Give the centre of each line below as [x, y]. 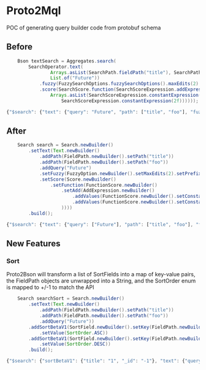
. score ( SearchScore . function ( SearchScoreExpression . [108, 89]
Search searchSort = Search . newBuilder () [71, 299]
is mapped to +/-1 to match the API [50, 287]
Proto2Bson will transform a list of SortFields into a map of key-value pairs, [101, 274]
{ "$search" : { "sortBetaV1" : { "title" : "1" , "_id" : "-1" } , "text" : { [96, 361]
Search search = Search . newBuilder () [66, 145]
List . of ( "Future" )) [75, 78]
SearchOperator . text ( [56, 67]
